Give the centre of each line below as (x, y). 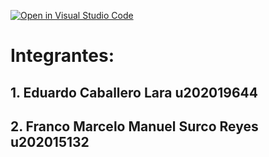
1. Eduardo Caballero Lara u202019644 (134, 92)
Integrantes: (62, 56)
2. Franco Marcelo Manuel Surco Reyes (134, 126)
